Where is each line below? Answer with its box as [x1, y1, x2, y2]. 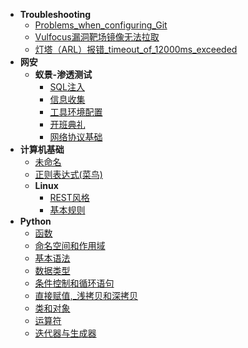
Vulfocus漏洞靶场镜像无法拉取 [34, 31, 160, 43]
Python [19, 215, 52, 227]
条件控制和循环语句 [34, 277, 115, 289]
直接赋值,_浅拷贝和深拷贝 [34, 290, 139, 301]
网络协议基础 [49, 131, 103, 143]
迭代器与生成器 [34, 327, 97, 339]
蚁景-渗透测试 [34, 69, 93, 80]
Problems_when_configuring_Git [34, 19, 168, 31]
